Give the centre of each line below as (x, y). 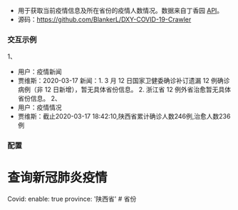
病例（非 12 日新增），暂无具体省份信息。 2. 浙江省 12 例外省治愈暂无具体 (124, 90)
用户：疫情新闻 (40, 72)
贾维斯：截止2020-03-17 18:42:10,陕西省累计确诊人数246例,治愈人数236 (124, 116)
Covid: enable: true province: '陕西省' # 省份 (72, 199)
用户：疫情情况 (40, 107)
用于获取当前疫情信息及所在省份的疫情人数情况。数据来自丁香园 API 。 (120, 10)
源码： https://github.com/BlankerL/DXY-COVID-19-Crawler (104, 19)
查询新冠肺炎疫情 (58, 178)
